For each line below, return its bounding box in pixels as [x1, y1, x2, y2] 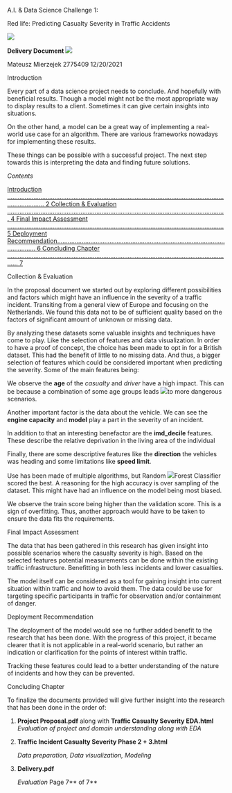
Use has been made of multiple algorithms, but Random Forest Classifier [7, 471, 221, 480]
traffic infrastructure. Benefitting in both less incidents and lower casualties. [7, 564, 224, 571]
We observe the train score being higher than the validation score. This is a [7, 500, 222, 508]
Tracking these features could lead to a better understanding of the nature [7, 662, 220, 669]
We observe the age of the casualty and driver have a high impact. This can [7, 379, 224, 387]
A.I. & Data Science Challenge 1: [7, 6, 98, 14]
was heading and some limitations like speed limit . [7, 458, 152, 465]
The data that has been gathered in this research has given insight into [7, 542, 209, 549]
